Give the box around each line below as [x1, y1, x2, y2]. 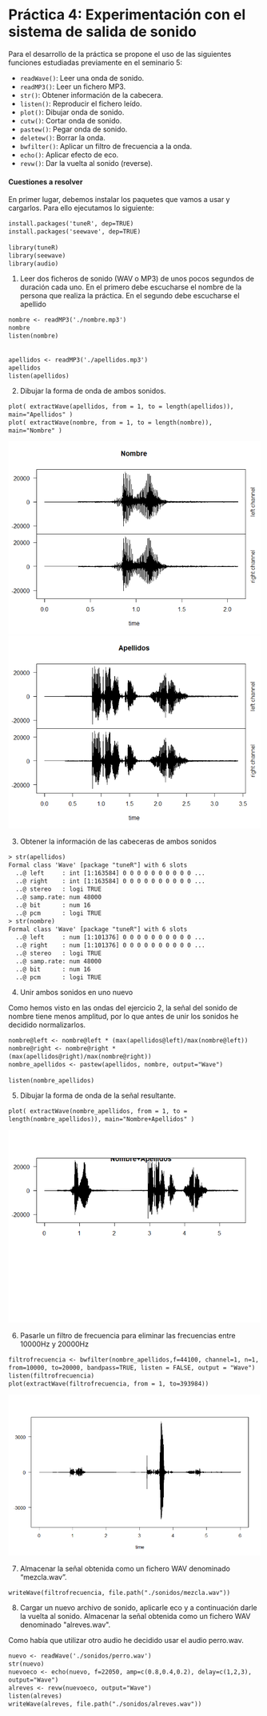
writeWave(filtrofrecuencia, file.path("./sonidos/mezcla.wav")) [8, 1589, 230, 1597]
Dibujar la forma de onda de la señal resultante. [19, 1091, 176, 1100]
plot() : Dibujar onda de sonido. [19, 107, 125, 117]
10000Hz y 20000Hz [19, 1339, 90, 1349]
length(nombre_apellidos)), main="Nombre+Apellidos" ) [8, 1115, 195, 1123]
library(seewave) [8, 252, 66, 260]
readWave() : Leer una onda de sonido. [19, 73, 145, 83]
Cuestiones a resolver [8, 176, 83, 186]
